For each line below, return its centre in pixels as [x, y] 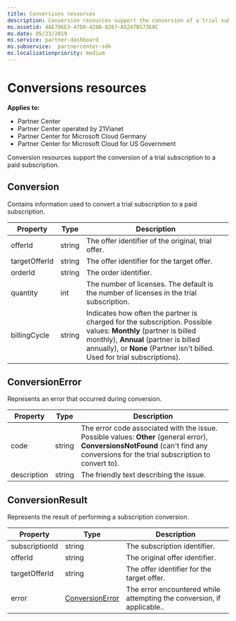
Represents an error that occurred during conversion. [85, 399]
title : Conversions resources [52, 14]
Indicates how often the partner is [142, 313]
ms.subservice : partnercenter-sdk [59, 47]
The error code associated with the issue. [149, 429]
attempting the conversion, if [173, 598]
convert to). [100, 464]
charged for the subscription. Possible [149, 321]
